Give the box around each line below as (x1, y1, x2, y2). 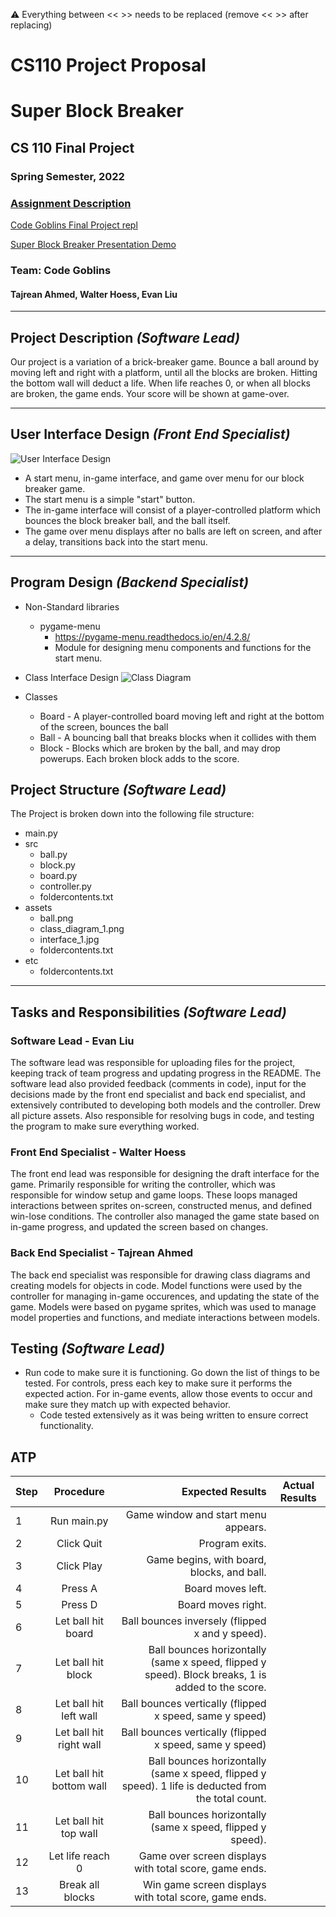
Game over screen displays (138, 1849, 267, 1863)
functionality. (39, 1420, 94, 1432)
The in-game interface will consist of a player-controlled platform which (24, 504, 322, 516)
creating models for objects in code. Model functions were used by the (10, 1279, 303, 1291)
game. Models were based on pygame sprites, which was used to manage (10, 1300, 317, 1313)
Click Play (56, 1559, 103, 1573)
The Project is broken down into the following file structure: (10, 808, 255, 820)
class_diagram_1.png (39, 923, 125, 935)
